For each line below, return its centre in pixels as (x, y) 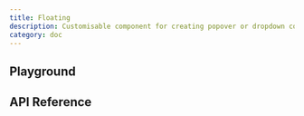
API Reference (51, 102)
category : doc (36, 34)
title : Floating (40, 18)
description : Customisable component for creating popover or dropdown (147, 26)
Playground (43, 71)
